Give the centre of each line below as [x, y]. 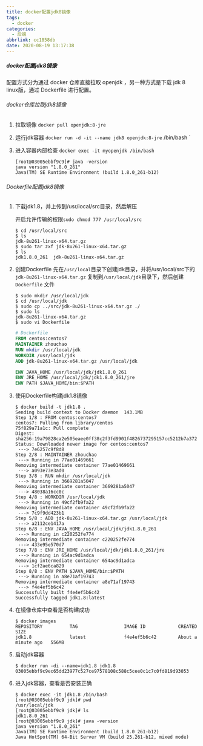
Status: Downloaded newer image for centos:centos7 [82, 444]
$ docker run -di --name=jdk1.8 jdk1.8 [65, 666]
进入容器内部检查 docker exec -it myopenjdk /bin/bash [85, 150]
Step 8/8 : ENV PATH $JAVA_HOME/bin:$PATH [69, 572]
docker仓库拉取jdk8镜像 [36, 105]
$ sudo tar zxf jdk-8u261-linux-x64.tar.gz [71, 247]
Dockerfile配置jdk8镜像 [35, 187]
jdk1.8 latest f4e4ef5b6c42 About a [106, 637]
